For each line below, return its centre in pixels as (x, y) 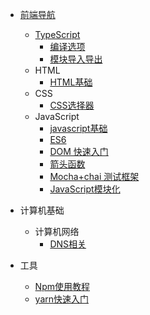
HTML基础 (71, 82)
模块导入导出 (76, 59)
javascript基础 (78, 128)
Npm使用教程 (62, 286)
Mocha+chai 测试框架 (94, 176)
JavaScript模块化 (85, 189)
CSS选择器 (72, 105)
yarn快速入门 (62, 299)
